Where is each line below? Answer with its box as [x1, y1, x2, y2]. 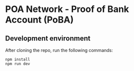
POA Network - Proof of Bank [5, 3, 129, 15]
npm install [5, 57, 30, 62]
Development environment [5, 34, 91, 42]
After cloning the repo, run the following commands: [5, 47, 113, 53]
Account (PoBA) [5, 14, 74, 25]
